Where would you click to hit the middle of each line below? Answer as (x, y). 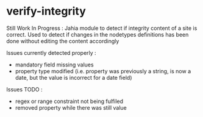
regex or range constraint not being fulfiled (69, 101)
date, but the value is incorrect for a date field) (73, 77)
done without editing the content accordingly (63, 41)
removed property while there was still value (71, 107)
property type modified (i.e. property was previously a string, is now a (103, 71)
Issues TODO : (24, 89)
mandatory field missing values (54, 65)
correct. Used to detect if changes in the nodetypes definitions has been (98, 34)
